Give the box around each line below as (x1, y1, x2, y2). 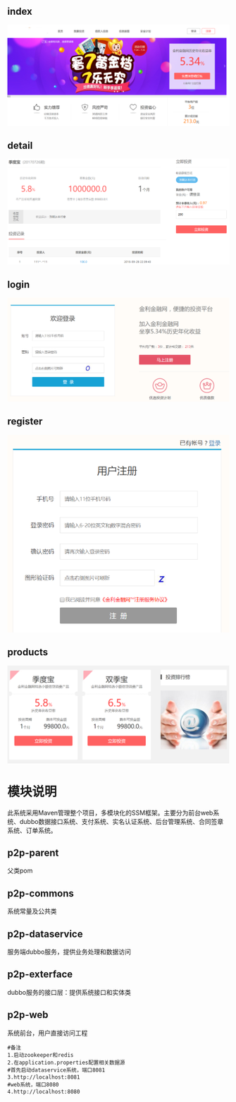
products (7, 646, 49, 659)
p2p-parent (7, 847, 59, 859)
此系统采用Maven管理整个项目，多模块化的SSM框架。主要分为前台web (7, 808, 213, 817)
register (7, 416, 43, 428)
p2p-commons (7, 887, 74, 899)
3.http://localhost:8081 (7, 1073, 80, 1081)
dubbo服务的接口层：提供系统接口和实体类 (7, 988, 132, 996)
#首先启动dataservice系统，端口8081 (7, 1066, 106, 1074)
